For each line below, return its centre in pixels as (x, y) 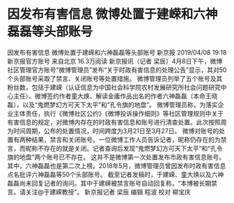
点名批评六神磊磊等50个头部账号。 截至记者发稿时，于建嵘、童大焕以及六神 (116, 174)
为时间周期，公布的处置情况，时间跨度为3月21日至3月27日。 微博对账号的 (113, 130)
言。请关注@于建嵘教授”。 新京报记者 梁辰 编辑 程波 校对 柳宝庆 (99, 192)
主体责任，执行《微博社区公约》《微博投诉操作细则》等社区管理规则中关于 (118, 113)
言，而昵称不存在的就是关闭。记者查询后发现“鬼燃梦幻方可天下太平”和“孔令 (115, 148)
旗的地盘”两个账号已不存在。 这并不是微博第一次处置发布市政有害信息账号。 (116, 157)
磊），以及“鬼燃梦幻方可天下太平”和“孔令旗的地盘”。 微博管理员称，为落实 (112, 105)
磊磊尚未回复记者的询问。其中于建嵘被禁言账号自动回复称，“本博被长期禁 (112, 183)
